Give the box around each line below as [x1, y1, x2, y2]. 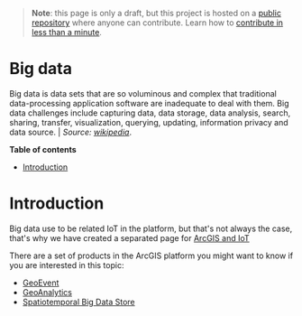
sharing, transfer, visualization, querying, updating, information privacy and [9, 116, 288, 127]
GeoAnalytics [22, 286, 73, 297]
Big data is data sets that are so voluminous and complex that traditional [9, 88, 277, 98]
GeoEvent [22, 277, 59, 288]
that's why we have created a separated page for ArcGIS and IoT [9, 232, 250, 243]
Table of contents [9, 144, 77, 154]
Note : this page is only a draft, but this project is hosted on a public [31, 8, 282, 18]
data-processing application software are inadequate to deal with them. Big [9, 98, 289, 108]
